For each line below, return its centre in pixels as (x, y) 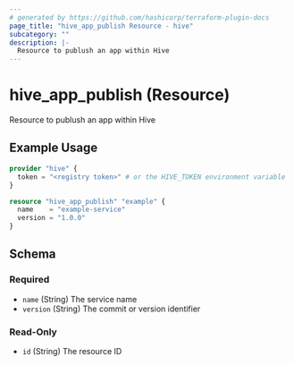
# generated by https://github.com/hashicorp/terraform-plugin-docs (139, 17)
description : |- (39, 42)
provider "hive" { (43, 168)
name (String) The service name (80, 299)
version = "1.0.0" (52, 218)
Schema (33, 255)
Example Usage (54, 148)
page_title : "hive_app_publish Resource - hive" (101, 26)
